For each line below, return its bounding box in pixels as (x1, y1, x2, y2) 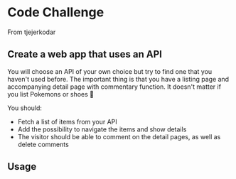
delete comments (17, 140, 69, 148)
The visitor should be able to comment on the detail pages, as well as (17, 132, 221, 141)
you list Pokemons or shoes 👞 (7, 89, 95, 98)
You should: (7, 104, 43, 112)
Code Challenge (7, 4, 104, 21)
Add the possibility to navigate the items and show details (17, 125, 187, 134)
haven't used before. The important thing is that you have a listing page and (7, 75, 230, 83)
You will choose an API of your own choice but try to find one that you (7, 67, 213, 75)
